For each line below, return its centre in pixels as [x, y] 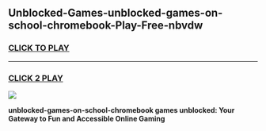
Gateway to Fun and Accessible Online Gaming [87, 118]
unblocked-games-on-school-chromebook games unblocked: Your [122, 110]
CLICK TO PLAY [39, 48]
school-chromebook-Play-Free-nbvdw [106, 26]
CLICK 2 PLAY [36, 78]
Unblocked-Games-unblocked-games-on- [116, 13]
